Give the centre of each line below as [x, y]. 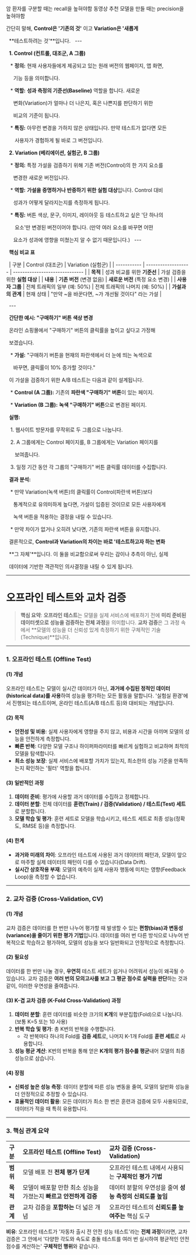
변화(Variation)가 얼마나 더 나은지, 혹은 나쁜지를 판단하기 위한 [83, 103]
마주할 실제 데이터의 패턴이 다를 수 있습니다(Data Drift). [84, 862]
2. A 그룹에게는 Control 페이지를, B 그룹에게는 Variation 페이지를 [84, 442]
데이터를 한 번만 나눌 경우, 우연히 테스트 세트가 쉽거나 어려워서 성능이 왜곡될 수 [95, 971]
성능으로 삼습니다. [35, 1058]
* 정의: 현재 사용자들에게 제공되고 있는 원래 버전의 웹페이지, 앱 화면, [87, 66]
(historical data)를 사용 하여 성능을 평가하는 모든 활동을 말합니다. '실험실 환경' [95, 696]
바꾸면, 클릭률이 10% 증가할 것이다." [54, 367]
